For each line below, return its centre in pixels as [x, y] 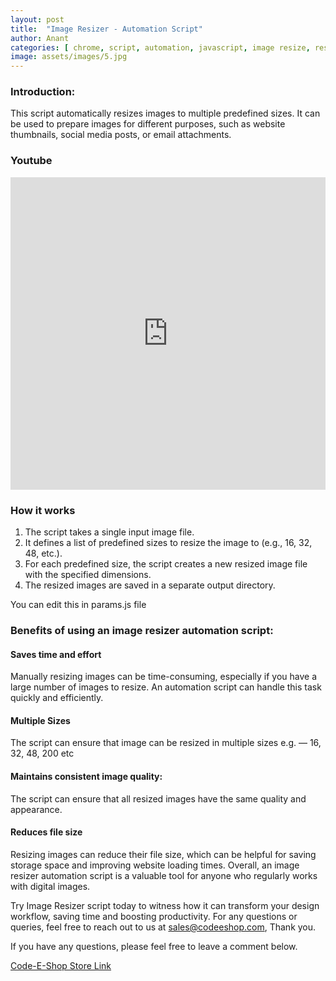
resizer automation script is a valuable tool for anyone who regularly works [164, 875]
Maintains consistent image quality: [86, 776]
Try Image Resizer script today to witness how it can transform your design [165, 905]
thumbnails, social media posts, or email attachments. [121, 135]
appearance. [36, 809]
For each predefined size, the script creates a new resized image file [166, 564]
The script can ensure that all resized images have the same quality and [158, 798]
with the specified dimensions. [88, 575]
